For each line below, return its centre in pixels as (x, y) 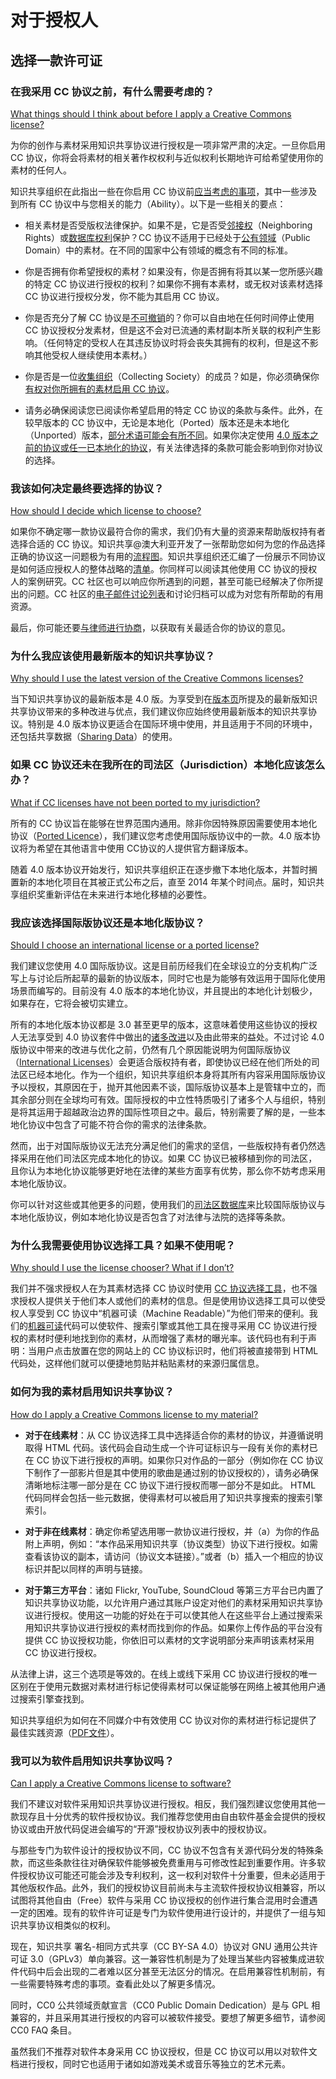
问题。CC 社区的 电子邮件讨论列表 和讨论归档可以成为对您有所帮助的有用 (175, 594)
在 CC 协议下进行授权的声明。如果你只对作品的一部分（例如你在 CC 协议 (174, 1460)
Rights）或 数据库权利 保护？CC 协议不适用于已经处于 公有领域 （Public (167, 237)
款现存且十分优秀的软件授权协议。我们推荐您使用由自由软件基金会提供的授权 (168, 1816)
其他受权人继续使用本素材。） (93, 355)
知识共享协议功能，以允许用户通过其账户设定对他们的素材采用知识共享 (169, 1602)
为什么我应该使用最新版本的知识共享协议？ (113, 656)
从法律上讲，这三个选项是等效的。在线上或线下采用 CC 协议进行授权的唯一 (164, 1673)
